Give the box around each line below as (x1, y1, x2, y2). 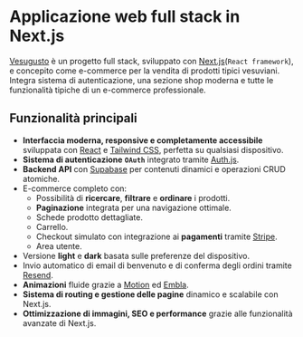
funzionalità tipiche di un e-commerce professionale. (9, 84, 206, 95)
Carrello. (35, 221, 69, 232)
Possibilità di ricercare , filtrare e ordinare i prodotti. (35, 192, 231, 203)
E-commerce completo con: (22, 183, 128, 194)
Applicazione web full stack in (9, 6, 241, 27)
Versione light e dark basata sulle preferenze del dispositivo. (22, 250, 251, 261)
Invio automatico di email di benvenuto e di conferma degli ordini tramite (22, 260, 292, 271)
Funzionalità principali (9, 111, 137, 126)
